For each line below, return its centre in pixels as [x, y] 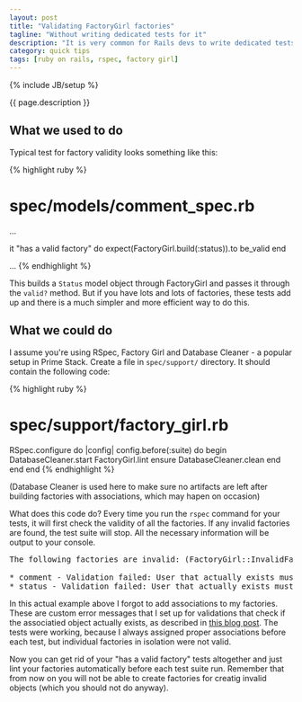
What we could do [61, 330]
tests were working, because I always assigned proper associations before [147, 632]
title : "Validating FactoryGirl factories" [92, 26]
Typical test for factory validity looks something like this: [114, 152]
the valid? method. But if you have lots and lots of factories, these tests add [150, 292]
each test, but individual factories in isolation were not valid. [120, 641]
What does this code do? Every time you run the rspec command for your [145, 513]
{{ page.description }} [50, 102]
